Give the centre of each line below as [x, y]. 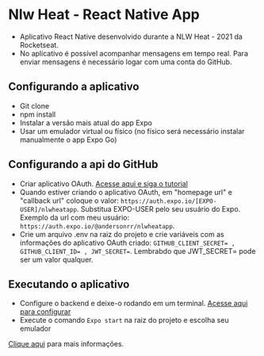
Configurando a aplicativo [74, 87]
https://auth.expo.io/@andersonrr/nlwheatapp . [97, 226]
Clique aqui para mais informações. [66, 344]
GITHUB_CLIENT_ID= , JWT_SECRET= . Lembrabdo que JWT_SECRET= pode [138, 251]
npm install [38, 114]
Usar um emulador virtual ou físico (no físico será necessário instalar [132, 131]
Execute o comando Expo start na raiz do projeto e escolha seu [124, 320]
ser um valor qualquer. [56, 259]
